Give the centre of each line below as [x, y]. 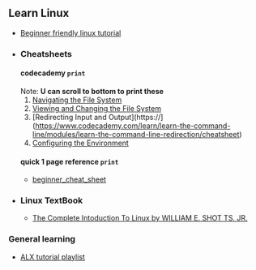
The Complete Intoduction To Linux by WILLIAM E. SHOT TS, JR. [140, 218]
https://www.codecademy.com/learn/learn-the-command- [133, 126]
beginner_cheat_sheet [69, 180]
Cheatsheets [46, 54]
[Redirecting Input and [69, 117]
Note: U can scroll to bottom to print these [92, 91]
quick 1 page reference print [69, 161]
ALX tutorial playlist [52, 257]
